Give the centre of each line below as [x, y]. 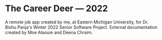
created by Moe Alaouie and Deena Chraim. [49, 32]
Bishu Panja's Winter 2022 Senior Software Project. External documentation [81, 27]
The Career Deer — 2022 [57, 9]
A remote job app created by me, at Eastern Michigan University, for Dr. [77, 22]
